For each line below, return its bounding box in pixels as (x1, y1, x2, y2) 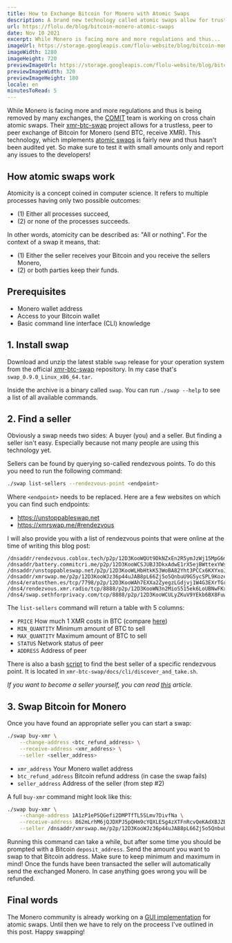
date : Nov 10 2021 (7, 29, 60, 37)
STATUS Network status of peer (17, 639, 104, 647)
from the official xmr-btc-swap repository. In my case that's (7, 365, 177, 373)
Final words (7, 895, 59, 906)
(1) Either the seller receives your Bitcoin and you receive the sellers (17, 251, 211, 260)
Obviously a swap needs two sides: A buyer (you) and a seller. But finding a (7, 431, 222, 440)
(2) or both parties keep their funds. (17, 266, 119, 274)
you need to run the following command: (7, 467, 123, 475)
